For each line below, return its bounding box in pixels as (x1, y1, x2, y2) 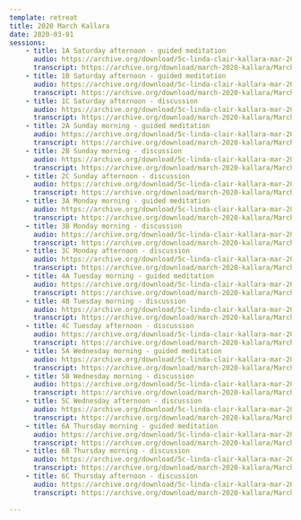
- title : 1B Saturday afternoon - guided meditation (25, 72, 227, 81)
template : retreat (9, 13, 78, 22)
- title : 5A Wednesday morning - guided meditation (25, 346, 222, 355)
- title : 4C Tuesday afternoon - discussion (25, 322, 194, 331)
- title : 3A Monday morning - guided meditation (25, 196, 211, 206)
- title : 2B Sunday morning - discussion (25, 146, 182, 155)
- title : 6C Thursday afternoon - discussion (25, 472, 199, 481)
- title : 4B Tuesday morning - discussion (25, 297, 186, 306)
